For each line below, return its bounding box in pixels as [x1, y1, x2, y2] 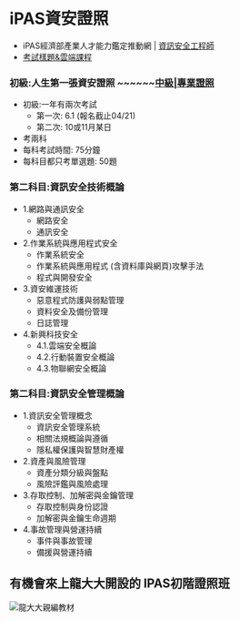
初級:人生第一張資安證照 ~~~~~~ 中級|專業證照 [9, 76, 215, 89]
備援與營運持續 [35, 546, 93, 557]
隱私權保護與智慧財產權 [35, 443, 125, 455]
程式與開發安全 [35, 271, 93, 282]
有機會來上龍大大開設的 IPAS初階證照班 [9, 575, 230, 592]
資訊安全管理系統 [35, 421, 101, 433]
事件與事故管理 [35, 534, 93, 546]
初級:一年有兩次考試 [22, 99, 97, 110]
